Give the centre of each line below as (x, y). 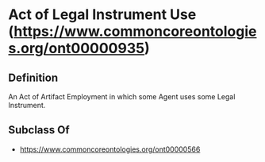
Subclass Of (39, 130)
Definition (33, 77)
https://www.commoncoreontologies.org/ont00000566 (110, 149)
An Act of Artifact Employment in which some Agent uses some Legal (122, 96)
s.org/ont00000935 (77, 48)
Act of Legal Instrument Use (102, 15)
